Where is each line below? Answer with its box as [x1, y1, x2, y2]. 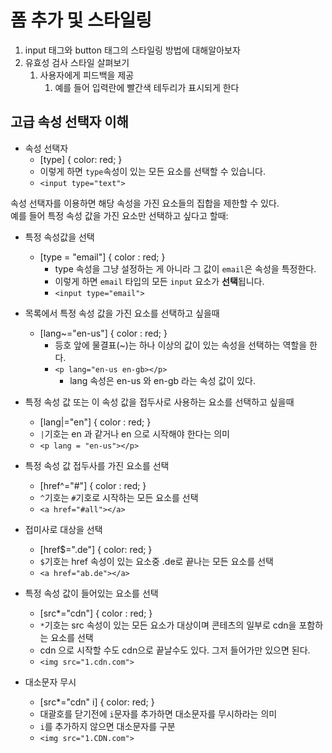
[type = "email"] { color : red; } [39, 251, 166, 263]
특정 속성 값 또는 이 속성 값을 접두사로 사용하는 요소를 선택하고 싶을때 [24, 396, 295, 408]
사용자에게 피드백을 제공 [39, 69, 135, 81]
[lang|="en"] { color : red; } [39, 416, 152, 428]
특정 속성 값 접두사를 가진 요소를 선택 [24, 459, 170, 471]
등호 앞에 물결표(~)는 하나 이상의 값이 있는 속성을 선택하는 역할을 [54, 339, 308, 351]
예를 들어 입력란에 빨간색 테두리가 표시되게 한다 [54, 81, 240, 93]
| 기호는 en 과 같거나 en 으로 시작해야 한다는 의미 [39, 427, 230, 440]
